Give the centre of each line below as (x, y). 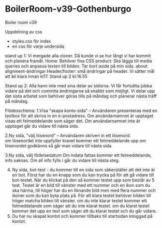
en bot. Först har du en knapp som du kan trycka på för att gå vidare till (83, 175)
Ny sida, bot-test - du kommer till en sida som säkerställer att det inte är (84, 170)
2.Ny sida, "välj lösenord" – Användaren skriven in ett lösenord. (68, 135)
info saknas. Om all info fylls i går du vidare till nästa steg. (62, 160)
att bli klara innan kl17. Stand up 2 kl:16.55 (46, 76)
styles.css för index (31, 41)
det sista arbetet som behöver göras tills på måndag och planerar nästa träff (81, 96)
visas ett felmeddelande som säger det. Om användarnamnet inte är (73, 121)
